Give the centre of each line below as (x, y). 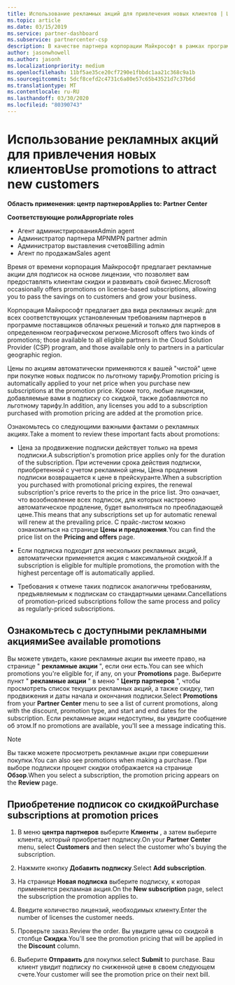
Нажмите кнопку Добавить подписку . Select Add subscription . (112, 868)
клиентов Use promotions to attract (112, 170)
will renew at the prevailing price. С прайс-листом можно (101, 522)
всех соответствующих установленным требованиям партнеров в (107, 317)
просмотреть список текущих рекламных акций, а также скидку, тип (111, 688)
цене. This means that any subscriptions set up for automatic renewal (117, 514)
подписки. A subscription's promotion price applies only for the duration (121, 455)
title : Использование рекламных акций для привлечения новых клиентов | (115, 14)
